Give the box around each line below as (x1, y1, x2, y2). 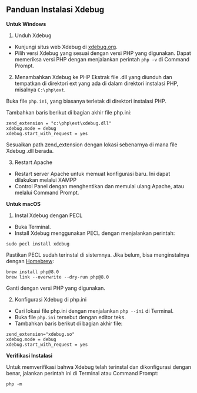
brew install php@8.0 (6, 268, 59, 275)
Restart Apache (14, 159, 53, 166)
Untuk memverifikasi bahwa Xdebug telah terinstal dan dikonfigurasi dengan (6, 363, 192, 371)
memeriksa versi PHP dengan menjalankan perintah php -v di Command (14, 55, 190, 63)
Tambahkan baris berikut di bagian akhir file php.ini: (6, 109, 132, 116)
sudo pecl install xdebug (6, 241, 69, 247)
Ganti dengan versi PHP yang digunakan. (6, 284, 106, 292)
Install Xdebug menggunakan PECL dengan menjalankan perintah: (14, 230, 175, 237)
